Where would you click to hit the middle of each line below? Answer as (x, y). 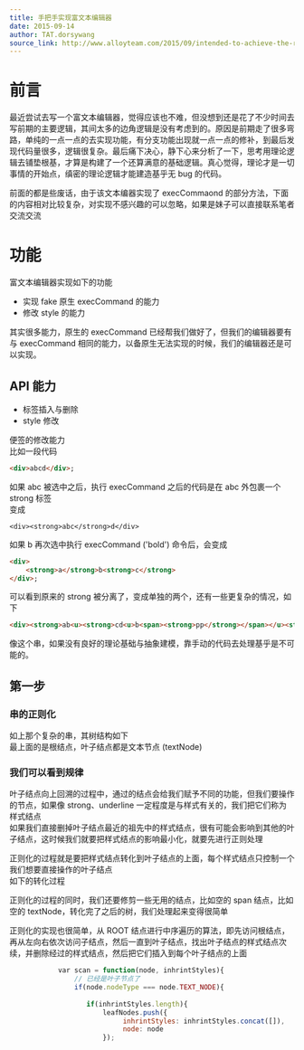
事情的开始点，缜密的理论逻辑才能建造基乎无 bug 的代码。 (118, 174)
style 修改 (41, 421)
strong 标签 (31, 497)
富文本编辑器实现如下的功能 (61, 282)
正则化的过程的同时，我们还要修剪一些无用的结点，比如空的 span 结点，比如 (152, 900)
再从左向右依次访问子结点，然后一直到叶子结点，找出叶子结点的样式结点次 (148, 942)
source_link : (34, 43)
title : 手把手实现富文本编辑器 (61, 18)
